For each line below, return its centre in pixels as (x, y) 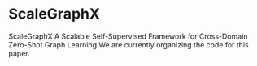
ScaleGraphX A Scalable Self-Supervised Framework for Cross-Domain (128, 36)
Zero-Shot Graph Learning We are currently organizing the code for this (129, 44)
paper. (19, 53)
